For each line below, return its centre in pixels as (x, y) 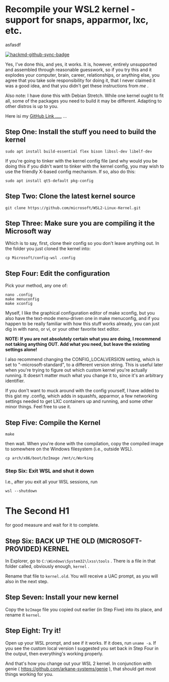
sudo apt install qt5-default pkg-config (49, 181)
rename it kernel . (23, 615)
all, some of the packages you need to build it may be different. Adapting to (83, 101)
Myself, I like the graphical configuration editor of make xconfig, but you (80, 313)
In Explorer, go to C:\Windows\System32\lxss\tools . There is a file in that (80, 561)
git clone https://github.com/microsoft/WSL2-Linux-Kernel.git (73, 208)
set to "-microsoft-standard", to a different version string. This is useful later (84, 365)
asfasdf (13, 44)
